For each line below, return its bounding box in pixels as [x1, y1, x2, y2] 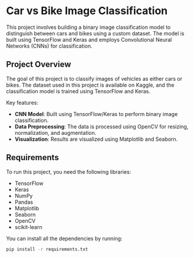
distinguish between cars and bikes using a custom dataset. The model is [6, 29, 185, 37]
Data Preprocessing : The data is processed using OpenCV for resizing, [14, 123, 189, 130]
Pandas [14, 199, 34, 206]
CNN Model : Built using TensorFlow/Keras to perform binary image [14, 110, 178, 117]
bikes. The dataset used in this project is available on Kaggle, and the [6, 81, 175, 88]
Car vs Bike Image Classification [6, 4, 168, 18]
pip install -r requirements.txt [6, 246, 88, 252]
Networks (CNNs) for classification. [6, 42, 93, 49]
